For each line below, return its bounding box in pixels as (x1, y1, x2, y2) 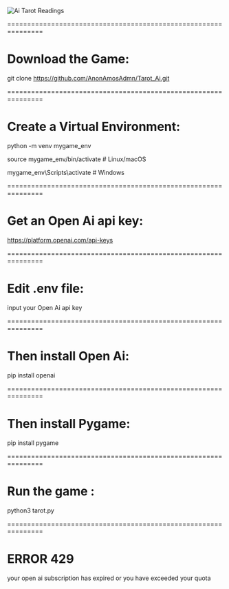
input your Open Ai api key (7, 303, 83, 311)
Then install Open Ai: (7, 348, 129, 364)
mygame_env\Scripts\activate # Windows (7, 168, 125, 176)
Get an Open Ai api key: (7, 214, 144, 229)
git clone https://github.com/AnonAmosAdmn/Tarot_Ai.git (7, 74, 170, 82)
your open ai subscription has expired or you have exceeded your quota (7, 574, 211, 582)
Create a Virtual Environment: (7, 119, 181, 134)
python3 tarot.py (7, 506, 55, 515)
